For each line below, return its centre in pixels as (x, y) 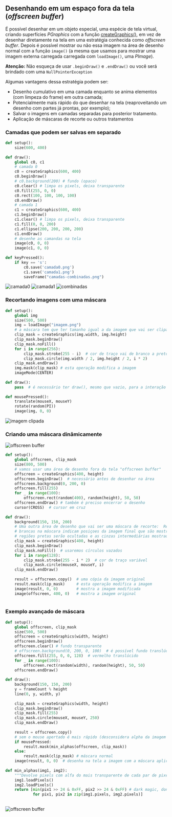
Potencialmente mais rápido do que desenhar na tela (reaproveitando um (90, 102)
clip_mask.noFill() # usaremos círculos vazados (69, 550)
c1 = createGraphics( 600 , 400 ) (48, 210)
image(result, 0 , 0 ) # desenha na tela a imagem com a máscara (84, 761)
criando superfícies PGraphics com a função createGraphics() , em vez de (83, 34)
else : (20, 751)
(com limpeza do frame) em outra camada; (58, 97)
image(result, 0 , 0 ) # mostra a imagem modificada (78, 589)
